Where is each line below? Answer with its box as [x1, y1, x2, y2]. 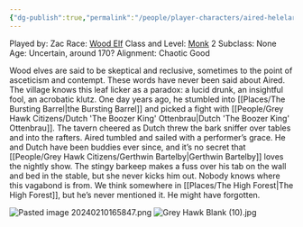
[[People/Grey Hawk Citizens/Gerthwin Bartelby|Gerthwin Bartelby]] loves [9, 150, 284, 162]
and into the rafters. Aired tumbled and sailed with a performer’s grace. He [9, 132, 286, 142]
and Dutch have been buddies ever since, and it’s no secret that [9, 141, 246, 152]
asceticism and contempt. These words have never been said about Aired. [9, 74, 286, 86]
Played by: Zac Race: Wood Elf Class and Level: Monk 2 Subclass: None [9, 38, 277, 49]
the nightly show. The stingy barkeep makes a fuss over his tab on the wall [9, 160, 287, 171]
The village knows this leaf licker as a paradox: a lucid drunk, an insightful [9, 84, 284, 95]
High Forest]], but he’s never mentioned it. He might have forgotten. [9, 189, 261, 200]
